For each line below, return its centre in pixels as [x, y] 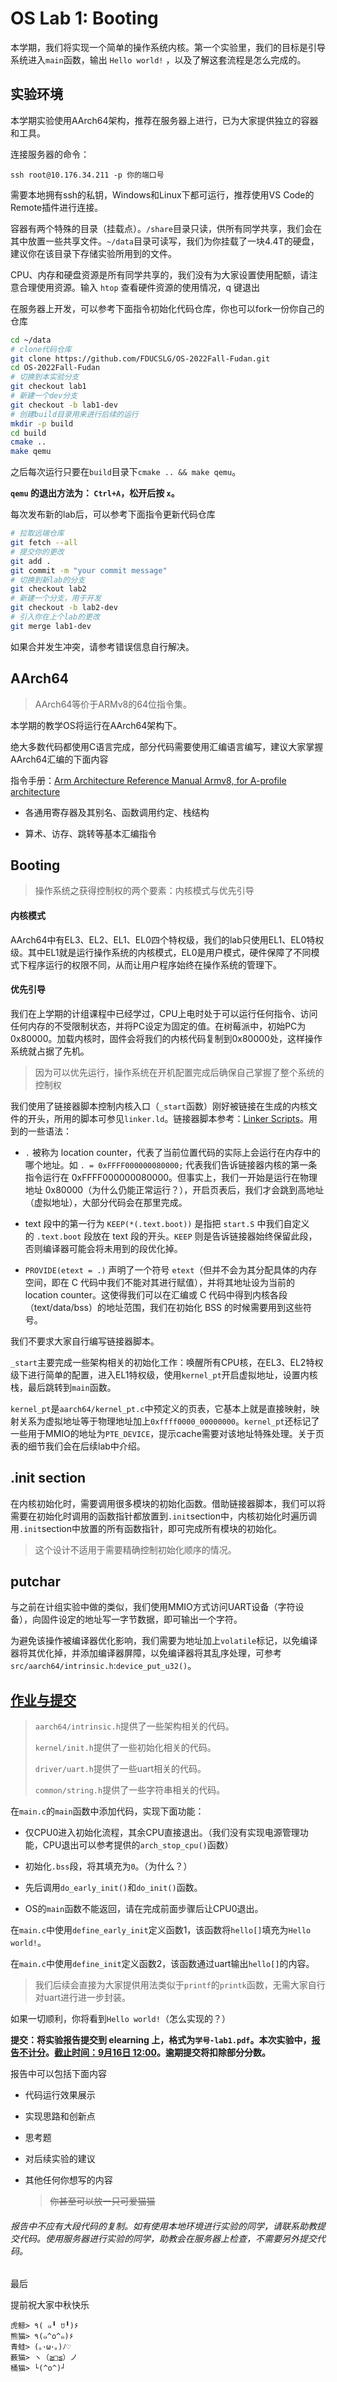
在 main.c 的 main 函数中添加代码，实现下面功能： [107, 1811]
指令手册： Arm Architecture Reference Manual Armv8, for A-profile [148, 780]
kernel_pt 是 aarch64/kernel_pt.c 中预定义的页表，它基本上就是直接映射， [161, 1408]
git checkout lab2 [48, 589]
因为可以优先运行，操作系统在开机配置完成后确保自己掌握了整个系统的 [179, 1072]
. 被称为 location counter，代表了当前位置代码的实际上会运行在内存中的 [173, 1152]
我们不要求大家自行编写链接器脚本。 [85, 1341]
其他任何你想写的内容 [68, 2180]
